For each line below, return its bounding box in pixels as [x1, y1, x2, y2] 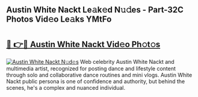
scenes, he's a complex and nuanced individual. [6, 84, 125, 91]
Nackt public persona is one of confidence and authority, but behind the [6, 78, 185, 85]
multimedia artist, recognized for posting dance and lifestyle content [6, 65, 176, 72]
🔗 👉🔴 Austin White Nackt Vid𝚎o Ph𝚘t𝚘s [6, 39, 161, 49]
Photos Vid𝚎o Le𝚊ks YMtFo [6, 14, 112, 25]
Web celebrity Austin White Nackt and [80, 58, 175, 65]
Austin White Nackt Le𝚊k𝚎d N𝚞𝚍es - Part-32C [6, 5, 184, 15]
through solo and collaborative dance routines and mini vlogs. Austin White [6, 72, 193, 78]
